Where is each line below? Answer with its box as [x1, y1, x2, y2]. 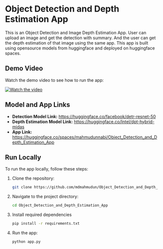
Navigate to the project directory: [12, 194, 79, 200]
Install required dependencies [12, 212, 72, 218]
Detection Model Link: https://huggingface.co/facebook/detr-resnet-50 [12, 113, 156, 119]
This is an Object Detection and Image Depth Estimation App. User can [5, 30, 147, 35]
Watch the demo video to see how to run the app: [5, 77, 104, 83]
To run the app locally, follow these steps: [5, 166, 88, 172]
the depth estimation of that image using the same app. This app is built [5, 40, 148, 46]
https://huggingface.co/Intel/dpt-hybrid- [74, 119, 155, 124]
